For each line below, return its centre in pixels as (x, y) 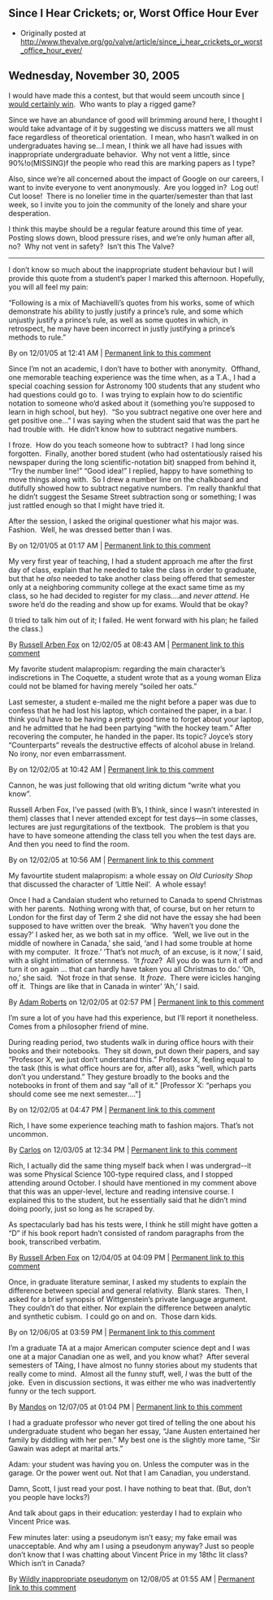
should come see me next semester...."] (75, 1094)
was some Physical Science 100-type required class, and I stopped (121, 1174)
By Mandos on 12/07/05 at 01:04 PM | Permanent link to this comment (126, 1407)
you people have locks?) (50, 1497)
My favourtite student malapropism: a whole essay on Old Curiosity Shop (131, 875)
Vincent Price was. (40, 1521)
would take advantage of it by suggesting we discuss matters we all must (131, 128)
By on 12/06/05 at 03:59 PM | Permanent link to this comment (112, 1332)
